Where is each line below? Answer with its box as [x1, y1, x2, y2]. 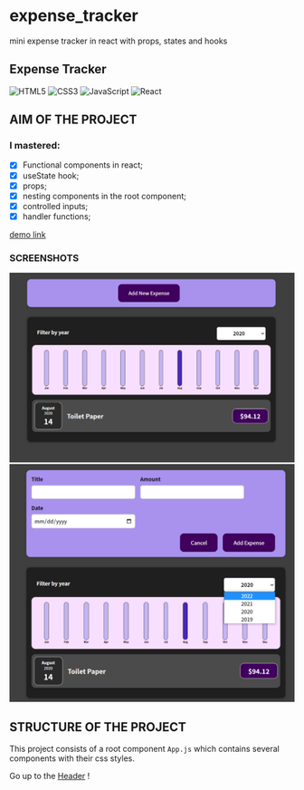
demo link [9, 228, 47, 240]
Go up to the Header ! [9, 771, 90, 782]
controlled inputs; [22, 200, 89, 211]
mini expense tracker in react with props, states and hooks [9, 35, 228, 46]
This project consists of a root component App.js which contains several [9, 744, 280, 755]
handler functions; [22, 210, 91, 222]
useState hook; [22, 169, 80, 181]
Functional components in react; [22, 159, 143, 170]
